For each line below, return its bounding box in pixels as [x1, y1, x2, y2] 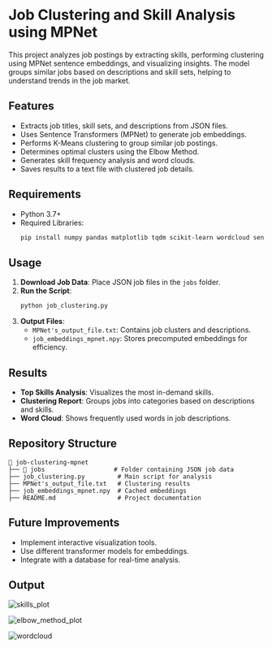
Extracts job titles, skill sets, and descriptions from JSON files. [19, 120, 229, 131]
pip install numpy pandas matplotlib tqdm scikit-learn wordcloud [19, 233, 250, 241]
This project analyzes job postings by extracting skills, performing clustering [8, 50, 264, 59]
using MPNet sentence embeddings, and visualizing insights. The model [8, 58, 250, 68]
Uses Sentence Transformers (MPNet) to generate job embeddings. [19, 129, 248, 139]
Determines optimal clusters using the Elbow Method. [19, 146, 200, 156]
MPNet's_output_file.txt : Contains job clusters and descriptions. [32, 325, 252, 335]
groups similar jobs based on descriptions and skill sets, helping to [8, 67, 231, 76]
